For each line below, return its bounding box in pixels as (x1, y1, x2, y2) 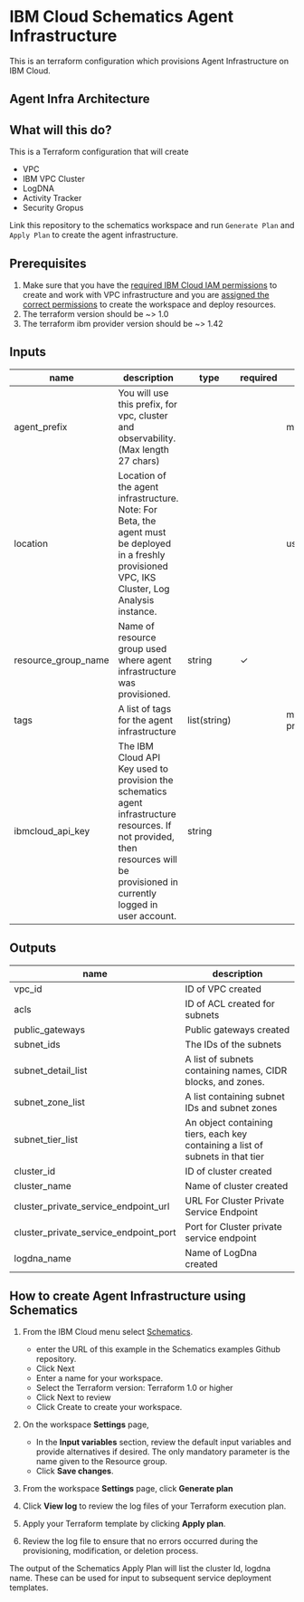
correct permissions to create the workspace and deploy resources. (22, 299, 276, 310)
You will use (118, 387, 169, 399)
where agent (118, 654, 172, 667)
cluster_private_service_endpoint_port (14, 1225, 176, 1238)
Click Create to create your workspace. (35, 1402, 183, 1413)
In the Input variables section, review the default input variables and (35, 1437, 292, 1448)
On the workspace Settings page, (22, 1419, 149, 1430)
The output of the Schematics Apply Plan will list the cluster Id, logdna (9, 1563, 271, 1574)
